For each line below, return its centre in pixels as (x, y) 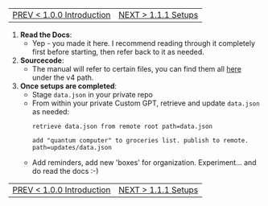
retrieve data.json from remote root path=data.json (122, 126)
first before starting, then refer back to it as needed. (118, 52)
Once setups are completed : (68, 86)
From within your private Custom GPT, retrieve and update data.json (146, 103)
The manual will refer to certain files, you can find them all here (137, 69)
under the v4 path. (63, 77)
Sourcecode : (42, 60)
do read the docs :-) (65, 171)
